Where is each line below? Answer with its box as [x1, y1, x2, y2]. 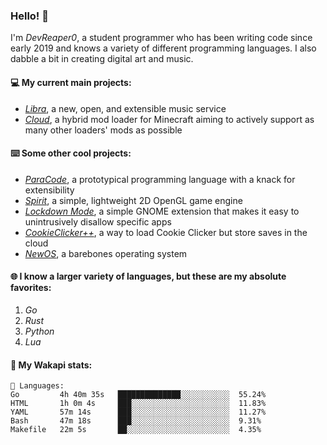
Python [24, 325, 55, 337]
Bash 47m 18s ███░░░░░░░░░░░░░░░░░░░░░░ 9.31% [10, 416, 262, 426]
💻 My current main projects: [10, 76, 132, 88]
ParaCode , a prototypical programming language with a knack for [24, 173, 296, 185]
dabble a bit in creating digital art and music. [10, 53, 194, 65]
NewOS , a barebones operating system [24, 247, 188, 259]
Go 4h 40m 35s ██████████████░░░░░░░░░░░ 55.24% [10, 390, 267, 400]
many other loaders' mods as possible [24, 124, 183, 136]
